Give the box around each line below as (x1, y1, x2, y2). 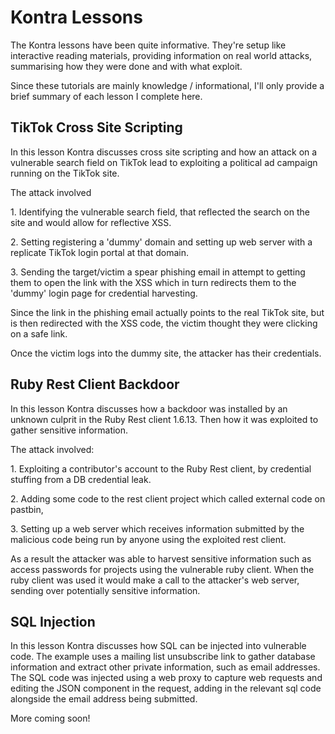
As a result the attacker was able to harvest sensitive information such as (10, 552, 312, 565)
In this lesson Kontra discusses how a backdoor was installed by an (10, 402, 288, 415)
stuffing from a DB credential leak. (10, 473, 152, 485)
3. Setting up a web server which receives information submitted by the (10, 522, 305, 535)
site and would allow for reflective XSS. (10, 216, 172, 228)
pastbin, (10, 503, 44, 515)
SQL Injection (10, 613, 96, 630)
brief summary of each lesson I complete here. (10, 90, 203, 102)
